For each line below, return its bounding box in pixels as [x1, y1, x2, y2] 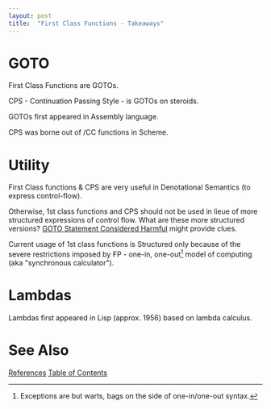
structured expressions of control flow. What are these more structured [8, 215, 245, 225]
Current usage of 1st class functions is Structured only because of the [8, 240, 241, 249]
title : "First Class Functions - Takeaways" [8, 19, 164, 27]
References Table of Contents [8, 368, 107, 378]
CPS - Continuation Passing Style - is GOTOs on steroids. [8, 96, 199, 106]
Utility [8, 156, 50, 174]
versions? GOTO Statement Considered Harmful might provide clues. [8, 223, 238, 234]
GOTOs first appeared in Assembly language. [8, 112, 159, 122]
